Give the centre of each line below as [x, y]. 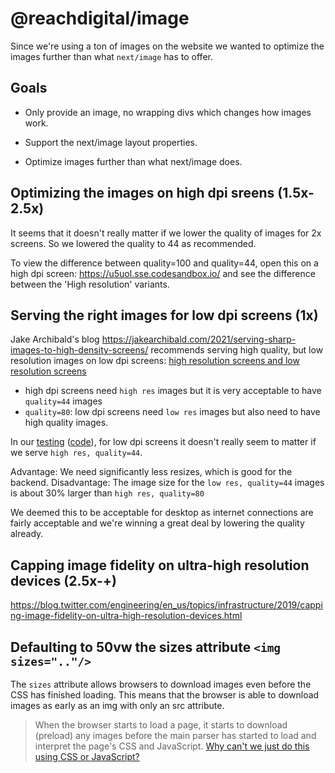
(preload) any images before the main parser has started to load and [175, 735]
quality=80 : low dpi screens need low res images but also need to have [172, 412]
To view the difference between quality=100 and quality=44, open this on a [164, 263]
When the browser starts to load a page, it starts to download [161, 725]
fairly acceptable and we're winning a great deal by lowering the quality [157, 523]
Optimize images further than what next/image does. [133, 161]
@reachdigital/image [100, 18]
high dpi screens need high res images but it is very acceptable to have [173, 391]
